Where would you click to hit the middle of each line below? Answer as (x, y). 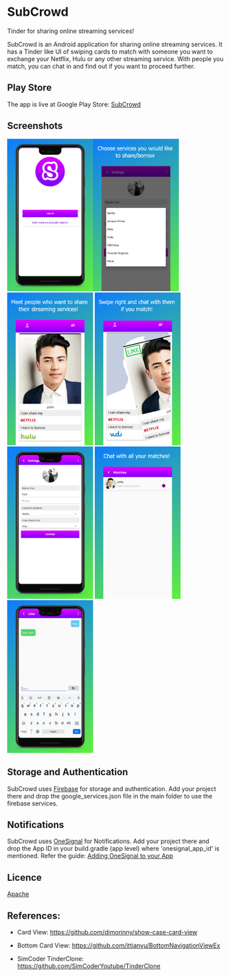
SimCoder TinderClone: (50, 959)
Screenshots (35, 126)
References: (34, 916)
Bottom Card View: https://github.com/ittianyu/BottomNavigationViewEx (119, 945)
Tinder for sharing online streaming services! (71, 31)
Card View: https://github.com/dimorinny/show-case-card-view (107, 932)
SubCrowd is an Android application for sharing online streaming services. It (115, 44)
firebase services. (33, 803)
